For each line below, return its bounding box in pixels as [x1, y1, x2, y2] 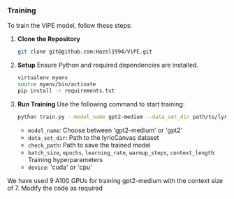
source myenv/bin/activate [17, 81, 96, 88]
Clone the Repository [17, 35, 80, 43]
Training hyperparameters [27, 155, 103, 164]
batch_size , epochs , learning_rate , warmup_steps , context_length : [27, 148, 217, 157]
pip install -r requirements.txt [17, 87, 115, 94]
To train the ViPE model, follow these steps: [7, 22, 133, 30]
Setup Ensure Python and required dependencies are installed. [17, 61, 199, 70]
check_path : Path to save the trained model [27, 141, 152, 149]
